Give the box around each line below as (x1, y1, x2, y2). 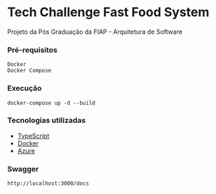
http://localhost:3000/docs (7, 180, 90, 187)
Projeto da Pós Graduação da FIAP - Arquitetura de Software (7, 27, 183, 36)
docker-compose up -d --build (7, 99, 96, 106)
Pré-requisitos (7, 45, 58, 55)
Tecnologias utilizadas (7, 115, 86, 125)
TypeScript (17, 131, 50, 140)
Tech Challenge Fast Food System (7, 4, 210, 20)
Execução (7, 84, 42, 93)
